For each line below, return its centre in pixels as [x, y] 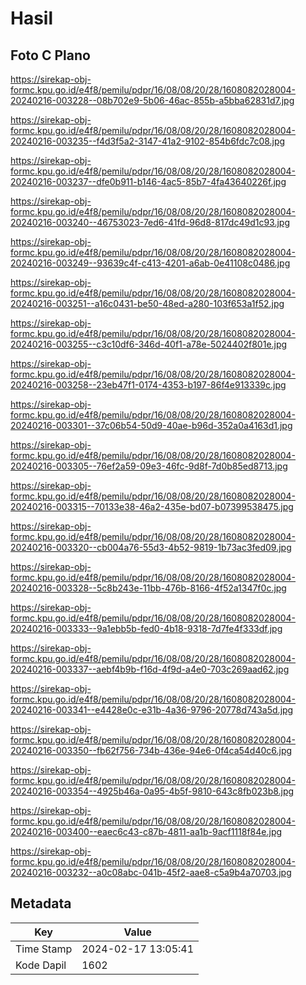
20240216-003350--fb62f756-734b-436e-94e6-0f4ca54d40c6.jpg [151, 750]
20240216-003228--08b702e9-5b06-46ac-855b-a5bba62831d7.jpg [152, 100]
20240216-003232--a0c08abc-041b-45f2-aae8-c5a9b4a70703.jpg [151, 872]
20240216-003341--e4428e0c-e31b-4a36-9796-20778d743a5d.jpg [152, 710]
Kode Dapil [41, 965]
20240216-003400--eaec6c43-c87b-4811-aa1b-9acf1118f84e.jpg [146, 831]
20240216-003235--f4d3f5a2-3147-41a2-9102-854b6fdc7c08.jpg [148, 141]
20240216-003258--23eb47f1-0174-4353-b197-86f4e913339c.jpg [148, 385]
